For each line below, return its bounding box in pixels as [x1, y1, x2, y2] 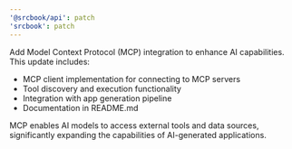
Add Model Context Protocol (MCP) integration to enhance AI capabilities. [9, 46, 285, 57]
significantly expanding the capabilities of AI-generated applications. [9, 129, 268, 140]
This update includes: [9, 56, 91, 67]
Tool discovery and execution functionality [22, 83, 181, 94]
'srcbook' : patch [9, 22, 75, 31]
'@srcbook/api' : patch [9, 13, 95, 23]
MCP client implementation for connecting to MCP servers [22, 73, 241, 84]
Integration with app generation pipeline [22, 92, 172, 104]
